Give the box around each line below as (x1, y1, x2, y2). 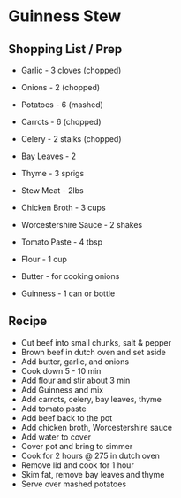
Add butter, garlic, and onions (20, 356, 130, 367)
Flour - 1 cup (20, 254, 68, 264)
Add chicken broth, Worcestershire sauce (20, 422, 173, 432)
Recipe (8, 314, 48, 329)
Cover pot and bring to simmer (20, 440, 133, 451)
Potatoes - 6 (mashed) (20, 99, 103, 110)
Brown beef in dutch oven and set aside (20, 346, 167, 357)
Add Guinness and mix (20, 384, 104, 395)
